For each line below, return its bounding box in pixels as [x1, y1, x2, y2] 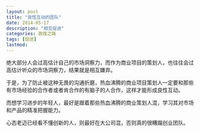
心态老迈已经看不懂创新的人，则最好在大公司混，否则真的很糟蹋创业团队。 [6, 119, 189, 126]
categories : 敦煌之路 [6, 31, 57, 37]
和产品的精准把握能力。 [6, 106, 64, 114]
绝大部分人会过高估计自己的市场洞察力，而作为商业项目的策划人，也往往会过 [6, 59, 194, 66]
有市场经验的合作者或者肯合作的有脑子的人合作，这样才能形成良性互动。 [6, 86, 183, 93]
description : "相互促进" [6, 25, 64, 32]
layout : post [6, 8, 39, 15]
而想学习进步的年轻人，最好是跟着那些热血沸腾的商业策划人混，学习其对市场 [6, 99, 194, 106]
